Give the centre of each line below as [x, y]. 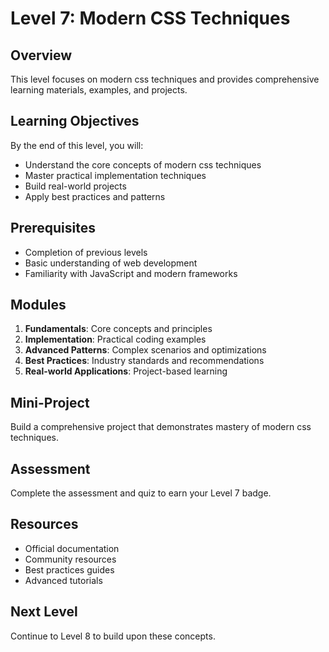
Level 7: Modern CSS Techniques [150, 18]
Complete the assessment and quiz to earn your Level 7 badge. [141, 493]
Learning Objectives [75, 121]
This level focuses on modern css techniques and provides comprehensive [165, 79]
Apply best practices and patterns [95, 196]
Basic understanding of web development [111, 263]
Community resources [70, 559]
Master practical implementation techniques [115, 175]
